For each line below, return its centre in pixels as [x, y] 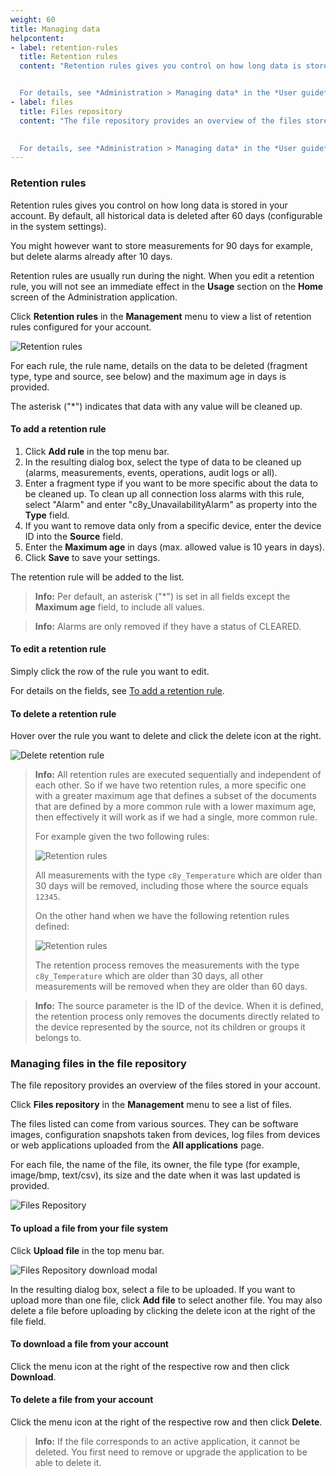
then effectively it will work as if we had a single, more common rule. [176, 817]
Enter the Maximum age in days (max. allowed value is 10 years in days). [174, 547]
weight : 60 [33, 19]
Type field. [47, 515]
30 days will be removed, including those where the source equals [171, 886]
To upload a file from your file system [89, 1228]
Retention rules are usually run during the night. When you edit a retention [162, 275]
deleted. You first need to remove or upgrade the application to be [171, 1452]
